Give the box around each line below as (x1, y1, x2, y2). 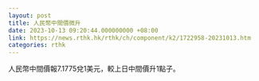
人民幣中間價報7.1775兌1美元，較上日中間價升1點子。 (8, 64, 181, 74)
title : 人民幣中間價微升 (8, 19, 81, 27)
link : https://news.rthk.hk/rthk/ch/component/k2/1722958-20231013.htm (8, 33, 251, 42)
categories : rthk (8, 41, 66, 49)
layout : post (8, 11, 52, 20)
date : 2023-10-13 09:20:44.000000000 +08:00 (8, 26, 159, 34)
